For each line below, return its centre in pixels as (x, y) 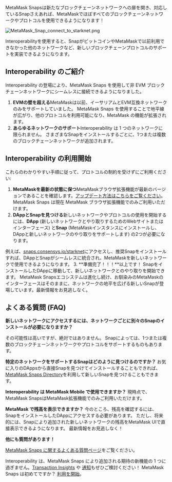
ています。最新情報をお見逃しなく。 (52, 290)
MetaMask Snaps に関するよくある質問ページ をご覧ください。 (71, 450)
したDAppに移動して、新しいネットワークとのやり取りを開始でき (96, 270)
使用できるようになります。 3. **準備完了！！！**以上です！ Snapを (86, 264)
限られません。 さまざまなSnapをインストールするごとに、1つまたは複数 (89, 134)
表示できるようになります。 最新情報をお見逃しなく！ (66, 428)
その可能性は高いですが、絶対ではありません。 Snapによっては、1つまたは (84, 338)
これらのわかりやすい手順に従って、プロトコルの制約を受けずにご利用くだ (84, 172)
